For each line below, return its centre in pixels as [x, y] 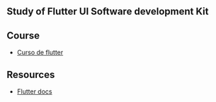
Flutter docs [34, 91]
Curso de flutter [40, 53]
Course [23, 36]
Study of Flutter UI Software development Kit [108, 12]
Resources [31, 74]
